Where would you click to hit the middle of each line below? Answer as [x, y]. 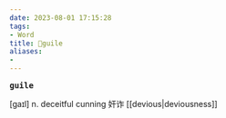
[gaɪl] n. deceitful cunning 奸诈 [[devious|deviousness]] [113, 104]
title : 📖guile [36, 43]
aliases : [26, 52]
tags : [20, 26]
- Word [22, 34]
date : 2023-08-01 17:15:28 [61, 18]
